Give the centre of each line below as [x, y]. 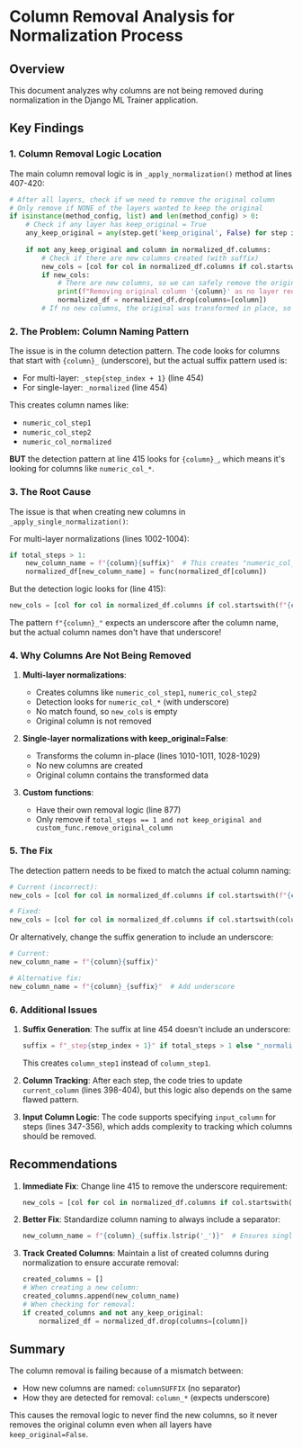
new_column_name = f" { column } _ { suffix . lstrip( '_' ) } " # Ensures [145, 1236]
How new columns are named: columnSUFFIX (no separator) [131, 1389]
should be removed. [59, 1136]
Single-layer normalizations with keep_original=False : [125, 739]
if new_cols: [66, 275]
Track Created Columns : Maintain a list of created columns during [146, 1254]
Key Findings [47, 128]
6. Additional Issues [53, 1010]
